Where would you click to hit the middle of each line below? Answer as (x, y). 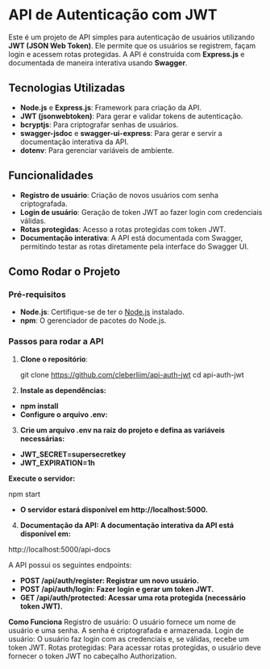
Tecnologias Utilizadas (67, 88)
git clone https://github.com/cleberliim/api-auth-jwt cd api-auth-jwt (132, 374)
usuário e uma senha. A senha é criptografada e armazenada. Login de (126, 630)
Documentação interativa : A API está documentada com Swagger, (131, 237)
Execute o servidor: (42, 478)
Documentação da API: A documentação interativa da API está (127, 525)
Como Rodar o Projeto (64, 271)
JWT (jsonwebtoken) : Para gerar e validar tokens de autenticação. (131, 116)
